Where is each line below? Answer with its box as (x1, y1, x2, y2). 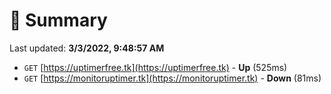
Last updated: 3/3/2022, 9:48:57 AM (9, 42, 165, 54)
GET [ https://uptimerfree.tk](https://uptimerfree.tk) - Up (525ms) (23, 61, 288, 73)
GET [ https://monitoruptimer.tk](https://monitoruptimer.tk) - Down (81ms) (23, 72, 322, 84)
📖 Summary (9, 9, 108, 32)
